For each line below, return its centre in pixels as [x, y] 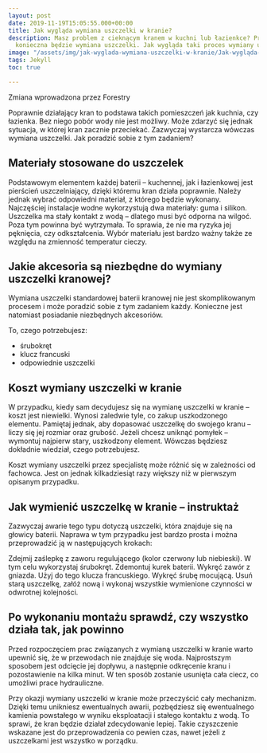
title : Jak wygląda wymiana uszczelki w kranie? [90, 30]
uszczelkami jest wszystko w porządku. [73, 740]
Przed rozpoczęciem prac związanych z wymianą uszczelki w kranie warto [131, 649]
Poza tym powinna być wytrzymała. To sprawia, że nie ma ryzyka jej [120, 225]
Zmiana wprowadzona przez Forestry [70, 97]
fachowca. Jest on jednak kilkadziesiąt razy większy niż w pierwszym [122, 473]
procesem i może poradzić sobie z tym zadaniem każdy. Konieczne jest [125, 307]
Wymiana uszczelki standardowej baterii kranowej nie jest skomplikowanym [132, 298]
